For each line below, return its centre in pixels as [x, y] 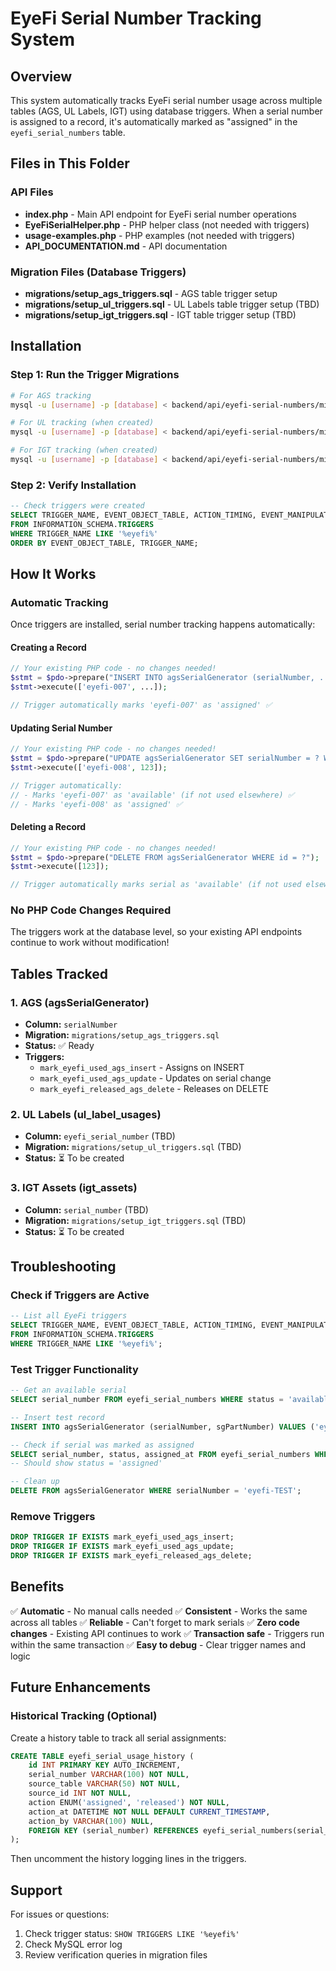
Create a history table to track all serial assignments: [118, 1738]
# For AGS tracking [51, 395]
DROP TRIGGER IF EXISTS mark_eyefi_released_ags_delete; [131, 1556]
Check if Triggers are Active [80, 1295]
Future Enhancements [81, 1687]
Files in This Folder [70, 163]
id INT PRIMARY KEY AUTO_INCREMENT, [105, 1765]
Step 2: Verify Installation [73, 485]
